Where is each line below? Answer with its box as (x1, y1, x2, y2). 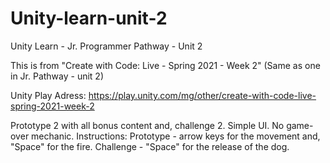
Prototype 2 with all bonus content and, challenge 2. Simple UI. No (10, 119, 285, 131)
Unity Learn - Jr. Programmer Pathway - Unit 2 (10, 40, 203, 52)
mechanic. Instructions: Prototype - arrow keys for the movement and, (31, 130, 321, 142)
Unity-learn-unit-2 (10, 7, 168, 30)
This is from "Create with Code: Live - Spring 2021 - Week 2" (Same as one (10, 59, 321, 71)
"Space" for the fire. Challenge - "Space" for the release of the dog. (10, 140, 290, 152)
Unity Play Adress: (10, 89, 87, 101)
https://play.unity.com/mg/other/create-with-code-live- (88, 89, 317, 101)
